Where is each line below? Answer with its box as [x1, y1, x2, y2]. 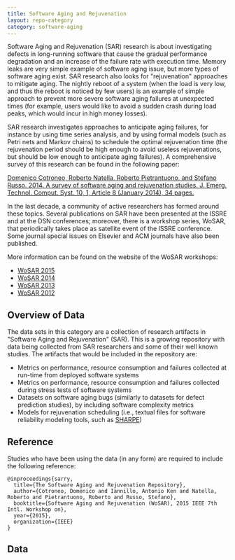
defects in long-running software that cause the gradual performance [7, 50, 208, 58]
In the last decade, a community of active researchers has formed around [7, 202, 220, 211]
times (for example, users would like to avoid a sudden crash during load [7, 102, 217, 111]
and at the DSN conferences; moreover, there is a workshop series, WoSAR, [7, 217, 226, 225]
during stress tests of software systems [17, 386, 132, 394]
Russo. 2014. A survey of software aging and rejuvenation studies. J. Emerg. [7, 181, 227, 190]
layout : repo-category [7, 17, 73, 24]
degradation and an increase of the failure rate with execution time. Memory [7, 57, 227, 66]
